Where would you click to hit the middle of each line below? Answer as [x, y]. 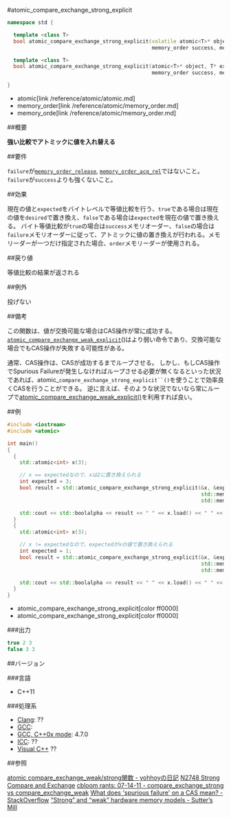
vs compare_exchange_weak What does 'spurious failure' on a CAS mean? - [115, 793]
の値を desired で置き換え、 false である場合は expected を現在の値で [101, 217]
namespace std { [30, 23]
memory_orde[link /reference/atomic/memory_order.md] [97, 113]
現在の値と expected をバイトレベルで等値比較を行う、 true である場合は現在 [113, 209]
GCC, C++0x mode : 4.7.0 [53, 734]
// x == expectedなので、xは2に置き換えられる [80, 475]
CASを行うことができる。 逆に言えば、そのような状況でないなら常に [110, 388]
